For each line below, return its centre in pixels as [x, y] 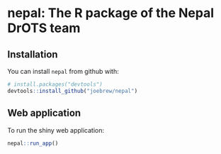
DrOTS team [44, 28]
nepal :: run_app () [33, 143]
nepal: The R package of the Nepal [111, 13]
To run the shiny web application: [56, 130]
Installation [33, 54]
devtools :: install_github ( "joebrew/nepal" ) [73, 91]
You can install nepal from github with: [63, 71]
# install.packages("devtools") [55, 84]
